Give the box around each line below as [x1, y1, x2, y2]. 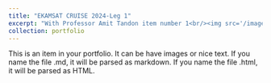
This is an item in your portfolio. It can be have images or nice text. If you [8, 49, 250, 59]
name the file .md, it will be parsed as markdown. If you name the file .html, [8, 57, 258, 67]
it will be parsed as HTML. [8, 66, 95, 76]
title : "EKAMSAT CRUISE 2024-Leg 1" [8, 11, 131, 20]
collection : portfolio [8, 27, 85, 35]
